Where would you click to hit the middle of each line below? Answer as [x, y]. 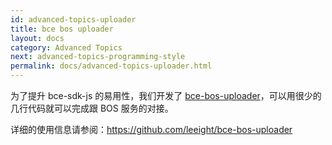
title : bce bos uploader [62, 29]
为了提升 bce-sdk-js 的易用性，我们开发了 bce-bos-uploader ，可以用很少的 [166, 95]
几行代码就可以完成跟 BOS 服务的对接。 [92, 108]
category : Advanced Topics [66, 47]
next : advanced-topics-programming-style [98, 57]
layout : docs [37, 38]
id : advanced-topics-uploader [73, 19]
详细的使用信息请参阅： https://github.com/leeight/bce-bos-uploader [151, 129]
